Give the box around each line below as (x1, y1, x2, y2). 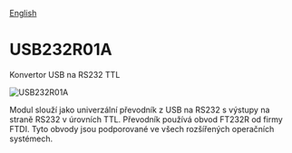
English (9, 8, 37, 18)
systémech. (9, 133, 53, 144)
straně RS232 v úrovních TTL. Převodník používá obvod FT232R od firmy (9, 113, 283, 125)
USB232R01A (9, 40, 112, 60)
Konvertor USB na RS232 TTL (9, 69, 121, 80)
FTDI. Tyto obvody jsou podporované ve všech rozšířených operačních (9, 123, 275, 134)
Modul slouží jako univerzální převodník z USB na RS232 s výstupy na (9, 104, 270, 115)
